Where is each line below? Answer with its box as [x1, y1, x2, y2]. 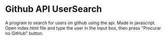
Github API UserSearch [5, 3, 103, 15]
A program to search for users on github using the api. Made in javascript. [5, 20, 156, 26]
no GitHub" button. [5, 30, 44, 36]
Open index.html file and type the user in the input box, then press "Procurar [5, 25, 162, 31]
